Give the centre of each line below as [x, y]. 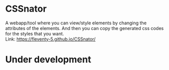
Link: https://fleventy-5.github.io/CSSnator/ [50, 39]
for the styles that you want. [35, 33]
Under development [48, 60]
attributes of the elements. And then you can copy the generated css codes [84, 28]
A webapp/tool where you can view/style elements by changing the [76, 23]
